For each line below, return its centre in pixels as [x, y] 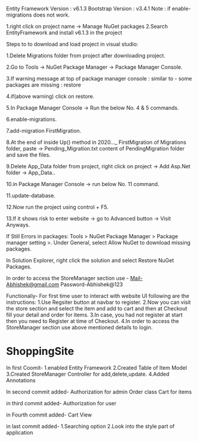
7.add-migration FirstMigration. [44, 131]
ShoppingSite [40, 351]
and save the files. [28, 155]
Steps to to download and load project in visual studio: [72, 44]
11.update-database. [31, 196]
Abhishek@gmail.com [33, 284]
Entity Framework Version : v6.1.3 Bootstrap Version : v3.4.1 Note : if [88, 9]
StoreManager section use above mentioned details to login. [79, 327]
